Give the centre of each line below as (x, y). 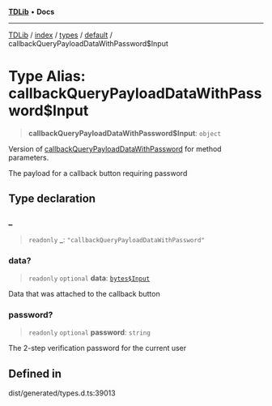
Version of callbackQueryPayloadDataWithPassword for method (115, 148)
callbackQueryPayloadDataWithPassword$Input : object (125, 133)
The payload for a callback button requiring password (98, 173)
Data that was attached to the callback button (84, 293)
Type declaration (52, 199)
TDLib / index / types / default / (61, 35)
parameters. (29, 157)
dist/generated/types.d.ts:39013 (62, 393)
